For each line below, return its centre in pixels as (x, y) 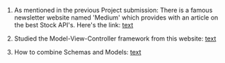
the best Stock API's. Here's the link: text (74, 25)
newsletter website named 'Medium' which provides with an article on (116, 17)
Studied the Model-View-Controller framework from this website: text (115, 38)
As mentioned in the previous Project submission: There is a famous (113, 10)
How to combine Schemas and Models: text (77, 52)
